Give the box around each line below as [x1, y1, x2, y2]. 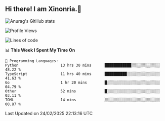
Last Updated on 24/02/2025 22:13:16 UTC [5, 110, 93, 116]
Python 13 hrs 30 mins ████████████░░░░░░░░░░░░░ [5, 63, 161, 68]
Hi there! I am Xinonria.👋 [5, 5, 82, 13]
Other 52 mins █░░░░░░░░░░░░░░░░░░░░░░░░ [5, 88, 161, 94]
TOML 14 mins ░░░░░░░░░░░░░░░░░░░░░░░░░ [5, 97, 161, 102]
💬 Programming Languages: [5, 58, 58, 63]
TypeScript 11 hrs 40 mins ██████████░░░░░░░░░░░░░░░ [5, 71, 161, 77]
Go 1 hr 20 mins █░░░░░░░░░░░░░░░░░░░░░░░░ [5, 80, 161, 85]
